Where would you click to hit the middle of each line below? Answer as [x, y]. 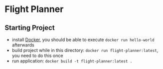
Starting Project [30, 28]
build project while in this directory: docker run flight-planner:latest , [85, 50]
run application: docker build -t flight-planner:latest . [72, 61]
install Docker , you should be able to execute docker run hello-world [83, 39]
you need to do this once [37, 55]
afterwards [23, 45]
